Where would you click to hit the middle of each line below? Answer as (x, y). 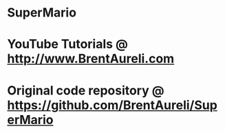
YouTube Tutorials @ (68, 44)
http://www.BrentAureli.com (91, 59)
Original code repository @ (86, 90)
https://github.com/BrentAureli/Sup (112, 105)
